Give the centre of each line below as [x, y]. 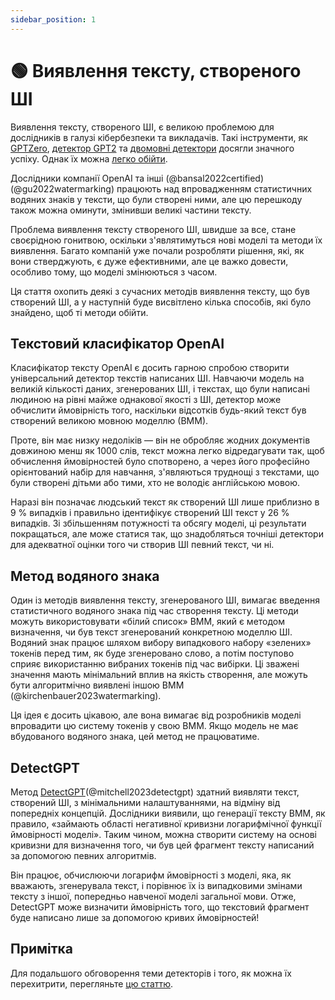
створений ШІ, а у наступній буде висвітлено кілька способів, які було [161, 302]
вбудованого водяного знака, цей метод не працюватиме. [135, 737]
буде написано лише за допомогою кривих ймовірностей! [135, 917]
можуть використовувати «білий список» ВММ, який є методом [148, 622]
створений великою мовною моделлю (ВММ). [109, 421]
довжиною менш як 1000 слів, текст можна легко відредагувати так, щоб [167, 451]
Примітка [42, 949]
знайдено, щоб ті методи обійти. [79, 312]
